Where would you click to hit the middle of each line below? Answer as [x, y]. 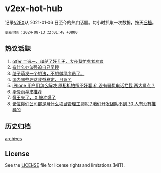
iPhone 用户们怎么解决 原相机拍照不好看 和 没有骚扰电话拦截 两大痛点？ [83, 85]
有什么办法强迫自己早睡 [35, 67]
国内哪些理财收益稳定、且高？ [42, 79]
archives [14, 138]
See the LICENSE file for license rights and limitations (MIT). [65, 165]
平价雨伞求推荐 [27, 91]
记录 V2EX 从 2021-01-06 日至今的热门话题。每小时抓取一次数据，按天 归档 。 [81, 22]
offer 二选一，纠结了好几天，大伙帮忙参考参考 [58, 61]
